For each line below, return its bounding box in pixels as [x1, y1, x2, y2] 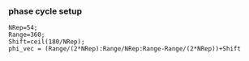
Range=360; [8, 31, 45, 39]
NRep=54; [8, 24, 38, 32]
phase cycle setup [8, 6, 83, 17]
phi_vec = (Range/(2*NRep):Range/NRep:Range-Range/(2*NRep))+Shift [8, 45, 242, 53]
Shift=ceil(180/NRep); [8, 38, 85, 46]
